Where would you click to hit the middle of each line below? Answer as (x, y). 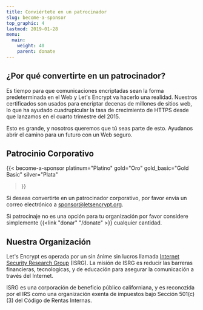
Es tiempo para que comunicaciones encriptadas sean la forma (85, 90)
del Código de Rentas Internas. (53, 300)
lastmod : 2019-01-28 (32, 29)
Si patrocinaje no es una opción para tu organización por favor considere (98, 217)
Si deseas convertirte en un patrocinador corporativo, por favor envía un (97, 198)
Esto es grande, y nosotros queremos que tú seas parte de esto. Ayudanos (100, 128)
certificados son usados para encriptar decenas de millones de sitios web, (99, 103)
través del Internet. (30, 276)
